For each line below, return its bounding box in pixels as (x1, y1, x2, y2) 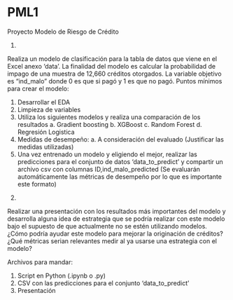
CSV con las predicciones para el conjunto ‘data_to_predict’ (17, 278, 190, 287)
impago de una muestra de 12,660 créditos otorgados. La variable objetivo (7, 69, 222, 78)
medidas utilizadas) (17, 142, 74, 151)
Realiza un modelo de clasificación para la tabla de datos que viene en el (7, 54, 218, 63)
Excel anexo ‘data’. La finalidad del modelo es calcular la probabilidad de (7, 62, 216, 70)
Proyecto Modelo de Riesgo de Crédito (7, 27, 119, 36)
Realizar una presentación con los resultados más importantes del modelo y (7, 207, 226, 215)
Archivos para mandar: (7, 257, 73, 266)
